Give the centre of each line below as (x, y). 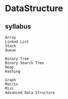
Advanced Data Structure (30, 93)
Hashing (13, 71)
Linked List (17, 42)
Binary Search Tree (25, 63)
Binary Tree (17, 59)
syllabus (18, 26)
